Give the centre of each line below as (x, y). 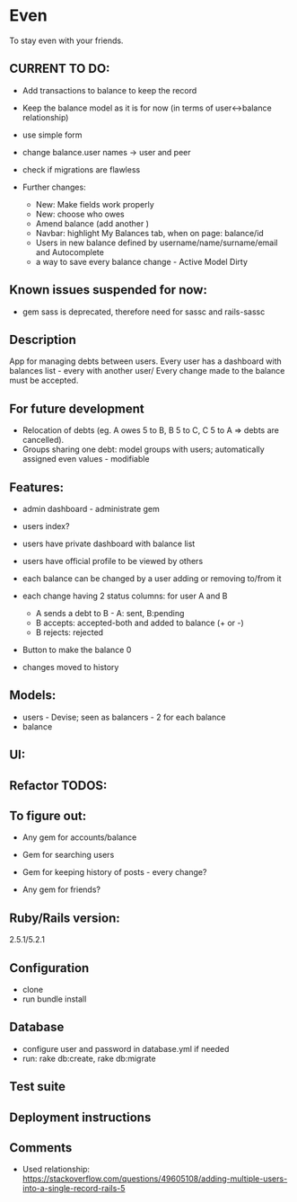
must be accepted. (44, 380)
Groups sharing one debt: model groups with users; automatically (143, 449)
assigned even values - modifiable (86, 459)
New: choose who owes (80, 214)
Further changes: (54, 187)
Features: (37, 487)
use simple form (52, 135)
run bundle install (54, 999)
